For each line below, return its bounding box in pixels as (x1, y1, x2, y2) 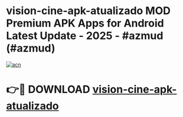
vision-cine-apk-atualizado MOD (6, 4, 171, 18)
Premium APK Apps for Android (6, 16, 164, 30)
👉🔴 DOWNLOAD (6, 83, 90, 96)
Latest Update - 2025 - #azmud (6, 29, 164, 42)
